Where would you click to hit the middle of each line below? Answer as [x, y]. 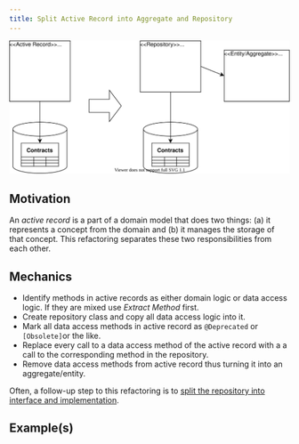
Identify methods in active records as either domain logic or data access [154, 297]
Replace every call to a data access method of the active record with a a [154, 345]
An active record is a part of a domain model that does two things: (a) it [140, 220]
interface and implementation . [64, 400]
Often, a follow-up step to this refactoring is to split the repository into [137, 391]
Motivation [40, 199]
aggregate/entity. [54, 373]
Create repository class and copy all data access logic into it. [134, 317]
